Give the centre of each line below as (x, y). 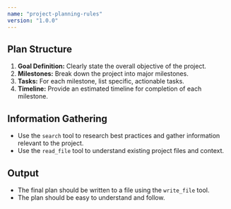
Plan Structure (40, 49)
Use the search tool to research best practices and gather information (119, 136)
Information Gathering (58, 119)
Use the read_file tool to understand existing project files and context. (121, 151)
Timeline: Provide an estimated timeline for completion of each (109, 89)
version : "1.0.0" (33, 21)
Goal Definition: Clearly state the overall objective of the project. (112, 66)
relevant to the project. (51, 143)
